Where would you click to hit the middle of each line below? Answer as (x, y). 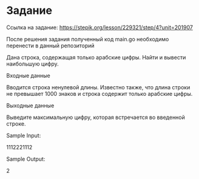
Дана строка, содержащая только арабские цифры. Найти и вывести (96, 57)
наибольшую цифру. (32, 64)
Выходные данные (30, 105)
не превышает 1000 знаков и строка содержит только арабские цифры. (99, 93)
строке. (16, 123)
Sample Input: (24, 135)
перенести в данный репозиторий (51, 46)
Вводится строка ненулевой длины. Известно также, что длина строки (98, 87)
